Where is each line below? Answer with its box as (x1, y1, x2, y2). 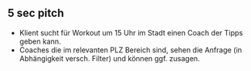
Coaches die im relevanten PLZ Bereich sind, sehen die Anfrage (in (19, 44, 243, 55)
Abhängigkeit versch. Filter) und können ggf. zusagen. (19, 53, 200, 63)
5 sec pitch (7, 6, 65, 20)
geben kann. (19, 36, 61, 46)
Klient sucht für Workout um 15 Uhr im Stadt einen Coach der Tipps (19, 27, 244, 37)
